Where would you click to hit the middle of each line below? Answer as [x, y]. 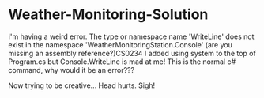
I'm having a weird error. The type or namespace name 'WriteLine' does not [131, 36]
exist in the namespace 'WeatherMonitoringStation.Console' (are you [121, 44]
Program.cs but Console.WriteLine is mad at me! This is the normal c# [122, 62]
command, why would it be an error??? [72, 70]
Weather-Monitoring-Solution [108, 15]
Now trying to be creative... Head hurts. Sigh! [82, 85]
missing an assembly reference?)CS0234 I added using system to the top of [132, 53]
